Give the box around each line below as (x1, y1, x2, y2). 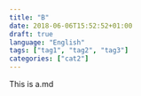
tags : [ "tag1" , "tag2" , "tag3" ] (9, 46, 129, 55)
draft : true (9, 29, 53, 38)
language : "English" (9, 37, 86, 47)
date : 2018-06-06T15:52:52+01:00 (9, 21, 133, 30)
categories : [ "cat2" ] (9, 54, 90, 63)
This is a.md (9, 79, 54, 89)
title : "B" (9, 12, 50, 22)
